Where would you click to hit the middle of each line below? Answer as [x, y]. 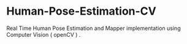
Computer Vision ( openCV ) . [44, 34]
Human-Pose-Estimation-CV [81, 11]
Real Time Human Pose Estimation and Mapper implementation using [93, 28]
